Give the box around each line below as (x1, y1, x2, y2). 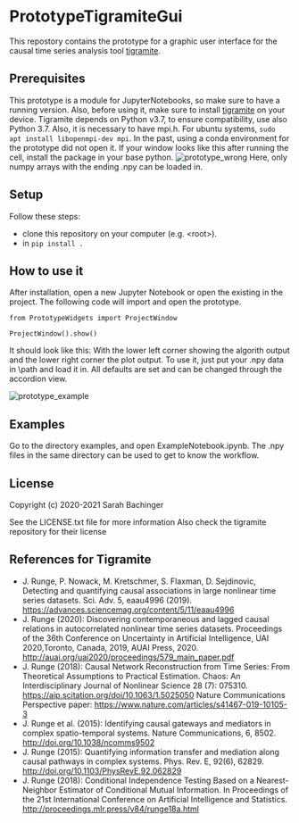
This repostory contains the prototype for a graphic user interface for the (9, 36, 278, 46)
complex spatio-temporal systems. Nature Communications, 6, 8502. (21, 727, 277, 738)
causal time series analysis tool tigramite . (9, 45, 162, 55)
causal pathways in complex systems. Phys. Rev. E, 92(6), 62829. (21, 756, 265, 767)
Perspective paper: (21, 699, 93, 710)
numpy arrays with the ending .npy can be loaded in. (9, 161, 203, 171)
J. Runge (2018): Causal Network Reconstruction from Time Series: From (21, 661, 290, 671)
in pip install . (21, 237, 84, 248)
